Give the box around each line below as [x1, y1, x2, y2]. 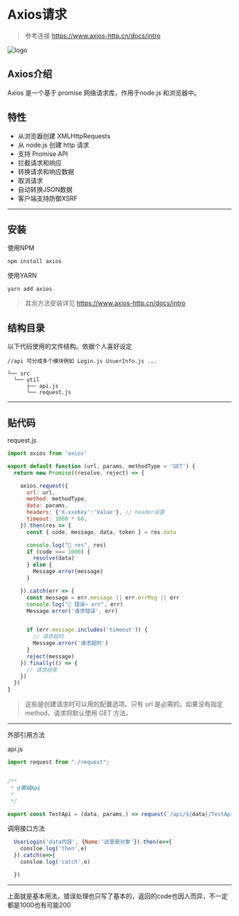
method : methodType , [26, 495, 87, 503]
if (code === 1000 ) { [26, 548, 91, 555]
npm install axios [7, 258, 62, 265]
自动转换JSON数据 [17, 185, 73, 193]
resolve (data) [33, 555, 75, 562]
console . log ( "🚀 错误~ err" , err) [26, 600, 124, 608]
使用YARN [7, 272, 37, 280]
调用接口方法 [7, 824, 45, 833]
